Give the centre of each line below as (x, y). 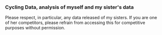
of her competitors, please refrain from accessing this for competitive (75, 23)
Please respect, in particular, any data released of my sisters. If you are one (81, 18)
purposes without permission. (35, 28)
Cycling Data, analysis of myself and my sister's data (69, 7)
